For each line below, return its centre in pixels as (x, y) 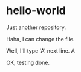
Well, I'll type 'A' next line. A (41, 51)
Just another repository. (36, 27)
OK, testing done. (28, 62)
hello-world (36, 11)
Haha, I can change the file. (40, 39)
